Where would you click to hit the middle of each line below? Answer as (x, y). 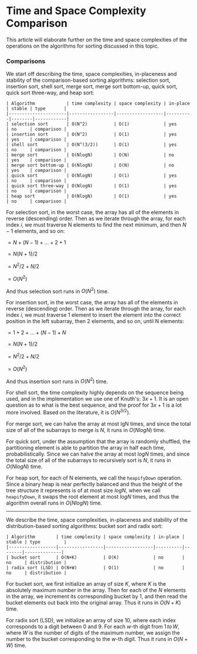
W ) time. (16, 645)
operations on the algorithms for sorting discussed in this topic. (83, 46)
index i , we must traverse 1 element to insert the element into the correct (94, 315)
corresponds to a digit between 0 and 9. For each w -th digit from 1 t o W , (93, 626)
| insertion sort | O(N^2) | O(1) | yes (91, 135)
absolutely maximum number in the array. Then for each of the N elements (96, 590)
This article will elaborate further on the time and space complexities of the (97, 39)
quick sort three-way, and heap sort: (50, 93)
